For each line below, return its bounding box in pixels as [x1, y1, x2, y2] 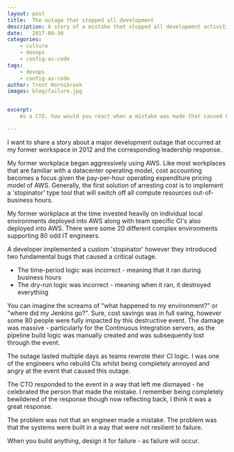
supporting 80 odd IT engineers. [7, 231, 100, 240]
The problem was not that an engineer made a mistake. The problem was [7, 415, 217, 424]
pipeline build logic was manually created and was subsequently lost [7, 331, 204, 339]
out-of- [192, 188, 214, 197]
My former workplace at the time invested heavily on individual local [7, 209, 203, 218]
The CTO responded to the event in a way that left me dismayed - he [7, 380, 204, 388]
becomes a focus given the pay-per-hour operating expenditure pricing [7, 173, 212, 181]
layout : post [7, 10, 45, 17]
